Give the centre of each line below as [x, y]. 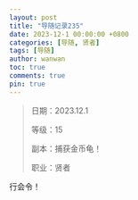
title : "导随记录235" [47, 26]
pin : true [28, 84]
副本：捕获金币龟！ [66, 148]
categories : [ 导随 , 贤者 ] [55, 42]
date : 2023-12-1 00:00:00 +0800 [69, 34]
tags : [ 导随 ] [32, 51]
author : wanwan [37, 59]
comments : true [37, 76]
